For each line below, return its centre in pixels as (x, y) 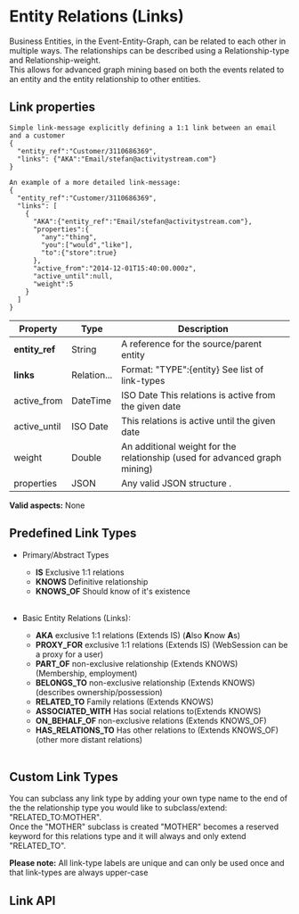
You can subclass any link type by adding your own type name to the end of (148, 798)
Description (203, 328)
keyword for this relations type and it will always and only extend (128, 836)
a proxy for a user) (69, 654)
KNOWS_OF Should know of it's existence (113, 591)
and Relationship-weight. (55, 60)
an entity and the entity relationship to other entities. (105, 79)
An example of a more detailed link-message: (95, 182)
